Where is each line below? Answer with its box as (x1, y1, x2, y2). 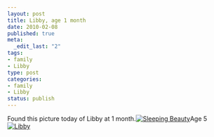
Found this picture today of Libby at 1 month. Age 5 (7, 115, 208, 123)
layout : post (7, 10, 46, 18)
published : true (7, 30, 55, 37)
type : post (7, 69, 39, 76)
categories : (7, 75, 42, 83)
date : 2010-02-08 (7, 23, 58, 30)
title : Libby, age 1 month (7, 17, 86, 24)
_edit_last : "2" (13, 43, 61, 50)
